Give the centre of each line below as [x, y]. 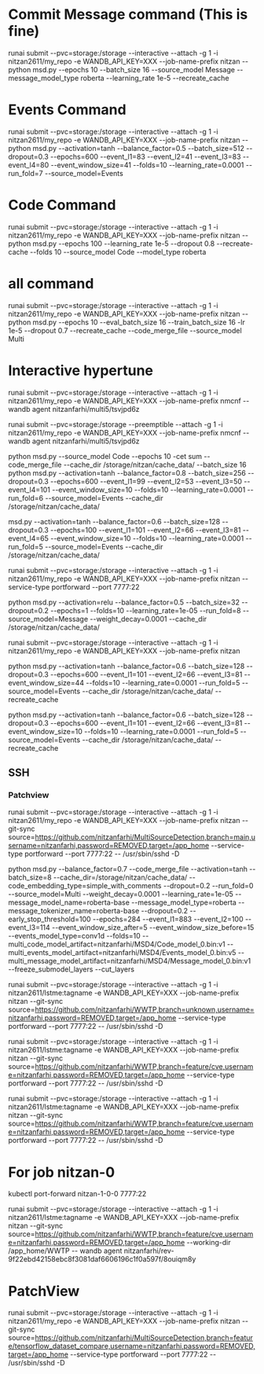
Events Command [68, 110]
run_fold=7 [26, 173]
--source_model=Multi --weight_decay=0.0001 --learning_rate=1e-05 [121, 895]
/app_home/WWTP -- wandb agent [65, 1251]
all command [51, 284]
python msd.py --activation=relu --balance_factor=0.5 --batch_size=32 [124, 602]
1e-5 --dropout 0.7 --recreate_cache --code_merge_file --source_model [125, 330]
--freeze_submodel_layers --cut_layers [71, 969]
